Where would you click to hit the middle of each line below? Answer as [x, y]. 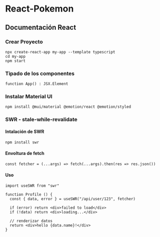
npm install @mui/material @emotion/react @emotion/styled [68, 107]
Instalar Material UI [29, 97]
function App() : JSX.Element [37, 84]
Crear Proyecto [24, 42]
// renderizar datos [31, 221]
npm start [16, 61]
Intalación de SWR [25, 131]
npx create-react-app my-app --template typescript [60, 52]
